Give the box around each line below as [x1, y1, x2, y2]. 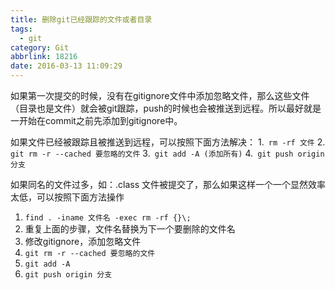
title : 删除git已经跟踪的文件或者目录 [10, 14, 153, 25]
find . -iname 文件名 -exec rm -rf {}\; [24, 213, 192, 223]
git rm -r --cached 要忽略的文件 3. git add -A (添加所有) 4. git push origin [10, 147, 325, 159]
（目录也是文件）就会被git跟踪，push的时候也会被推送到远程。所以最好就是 [10, 102, 322, 114]
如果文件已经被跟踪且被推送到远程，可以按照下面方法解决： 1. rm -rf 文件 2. [10, 136, 326, 148]
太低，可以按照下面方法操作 [10, 191, 125, 203]
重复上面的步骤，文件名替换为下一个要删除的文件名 [24, 223, 236, 235]
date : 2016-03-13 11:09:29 [10, 61, 123, 71]
